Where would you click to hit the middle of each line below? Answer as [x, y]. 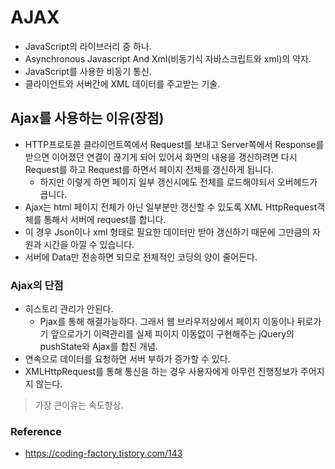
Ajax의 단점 [37, 285]
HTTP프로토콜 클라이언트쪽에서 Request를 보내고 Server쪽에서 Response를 [174, 144]
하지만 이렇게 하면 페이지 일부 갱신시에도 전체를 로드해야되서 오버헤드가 [178, 182]
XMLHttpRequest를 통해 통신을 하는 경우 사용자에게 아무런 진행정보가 [161, 372]
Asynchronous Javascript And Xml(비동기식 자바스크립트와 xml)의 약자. [168, 58]
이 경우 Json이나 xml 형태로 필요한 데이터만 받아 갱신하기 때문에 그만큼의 [167, 232]
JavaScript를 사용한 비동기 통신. [88, 71]
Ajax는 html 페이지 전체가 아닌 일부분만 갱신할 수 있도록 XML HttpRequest [171, 207]
